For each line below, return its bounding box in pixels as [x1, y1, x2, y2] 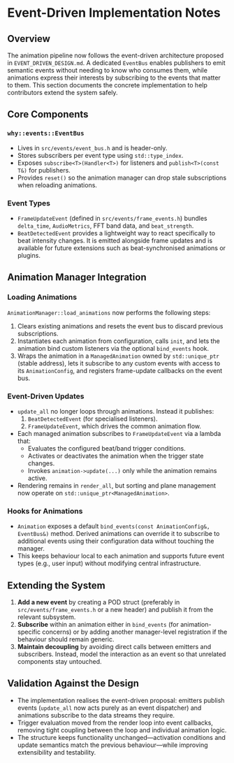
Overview [7, 33, 51, 45]
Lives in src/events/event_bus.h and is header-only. [17, 143, 168, 152]
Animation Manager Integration [7, 271, 147, 284]
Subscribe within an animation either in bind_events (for [17, 620, 180, 629]
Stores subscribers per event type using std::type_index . [17, 151, 184, 159]
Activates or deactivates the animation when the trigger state [27, 451, 204, 460]
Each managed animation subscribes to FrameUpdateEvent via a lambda [17, 429, 221, 437]
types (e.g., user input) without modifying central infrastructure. [17, 559, 201, 567]
